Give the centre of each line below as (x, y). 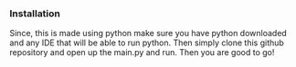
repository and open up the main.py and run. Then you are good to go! (142, 53)
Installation (35, 14)
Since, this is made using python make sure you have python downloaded (148, 33)
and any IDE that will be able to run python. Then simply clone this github (147, 43)
